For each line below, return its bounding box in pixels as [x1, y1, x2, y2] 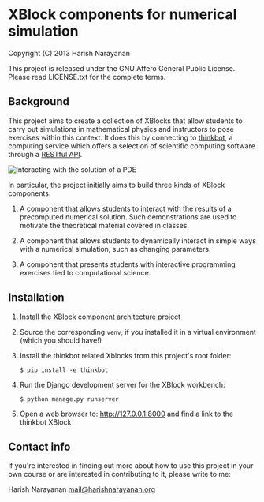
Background [8, 95, 69, 108]
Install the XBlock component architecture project [19, 312, 181, 321]
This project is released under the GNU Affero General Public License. [8, 63, 236, 73]
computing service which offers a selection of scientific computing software [8, 140, 256, 151]
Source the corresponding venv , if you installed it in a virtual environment [19, 327, 256, 336]
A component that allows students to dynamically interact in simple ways [19, 235, 256, 245]
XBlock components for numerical [8, 6, 237, 24]
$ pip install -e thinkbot [19, 365, 109, 374]
